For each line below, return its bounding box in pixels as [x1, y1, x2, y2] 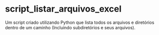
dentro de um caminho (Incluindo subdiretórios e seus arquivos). [5, 24, 136, 30]
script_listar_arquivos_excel [5, 3, 122, 15]
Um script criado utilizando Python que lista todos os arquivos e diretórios [5, 19, 155, 25]
